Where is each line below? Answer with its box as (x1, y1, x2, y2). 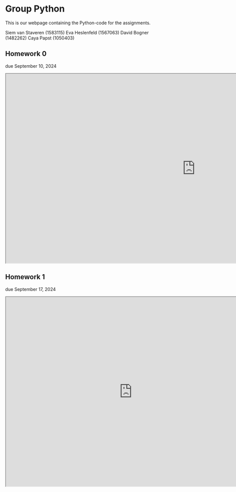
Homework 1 (5, 273, 45, 281)
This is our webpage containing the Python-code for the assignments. (5, 20, 151, 26)
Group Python (5, 3, 65, 15)
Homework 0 (5, 50, 47, 58)
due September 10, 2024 (5, 63, 57, 69)
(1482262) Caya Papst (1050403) (5, 35, 75, 41)
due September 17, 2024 (5, 286, 56, 292)
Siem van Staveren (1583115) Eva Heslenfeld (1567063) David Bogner (5, 29, 149, 35)
